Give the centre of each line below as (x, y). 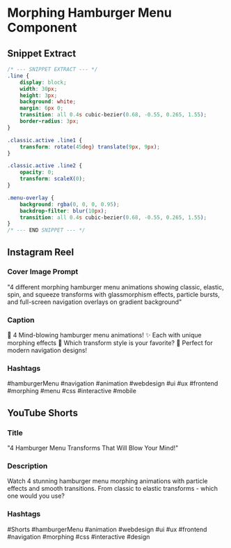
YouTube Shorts (43, 413)
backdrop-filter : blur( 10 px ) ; (64, 211)
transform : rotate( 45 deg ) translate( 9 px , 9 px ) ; (90, 147)
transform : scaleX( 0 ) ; (53, 179)
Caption (21, 320)
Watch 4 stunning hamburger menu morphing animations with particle (107, 481)
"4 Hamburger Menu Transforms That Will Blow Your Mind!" (93, 448)
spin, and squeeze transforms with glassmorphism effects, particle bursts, (114, 294)
